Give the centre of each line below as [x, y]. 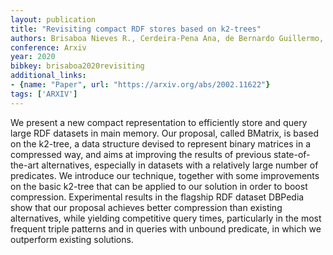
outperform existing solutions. [72, 239]
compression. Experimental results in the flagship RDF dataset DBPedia [157, 197]
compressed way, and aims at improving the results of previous [141, 154]
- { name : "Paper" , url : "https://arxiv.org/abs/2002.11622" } [140, 85]
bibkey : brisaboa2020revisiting [77, 66]
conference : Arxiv [48, 47]
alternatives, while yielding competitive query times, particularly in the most [166, 218]
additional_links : [48, 76]
